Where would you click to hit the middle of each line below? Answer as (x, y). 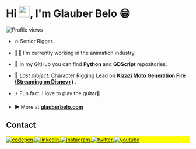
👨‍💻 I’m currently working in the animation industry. (75, 53)
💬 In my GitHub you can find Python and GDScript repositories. (91, 64)
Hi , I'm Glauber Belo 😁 (68, 14)
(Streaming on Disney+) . (45, 81)
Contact (21, 125)
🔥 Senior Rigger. (34, 41)
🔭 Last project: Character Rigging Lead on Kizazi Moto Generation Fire (100, 75)
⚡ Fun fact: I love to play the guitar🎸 (57, 93)
